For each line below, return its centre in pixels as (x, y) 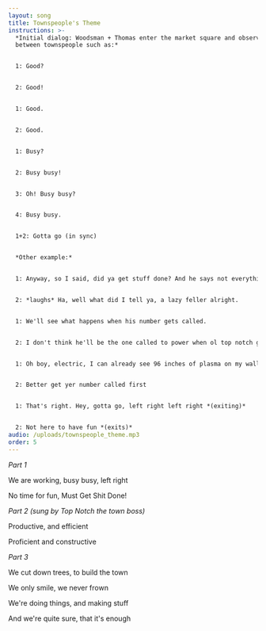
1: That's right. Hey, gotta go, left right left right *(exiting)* (131, 406)
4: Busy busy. (38, 215)
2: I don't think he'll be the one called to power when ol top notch (134, 342)
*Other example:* (44, 258)
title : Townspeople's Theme (55, 23)
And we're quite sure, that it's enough (70, 618)
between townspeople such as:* (67, 45)
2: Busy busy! (38, 172)
